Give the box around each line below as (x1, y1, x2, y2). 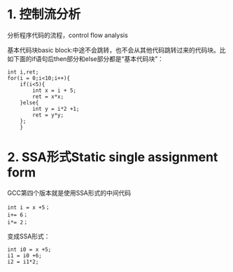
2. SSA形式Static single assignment (7, 149, 218, 165)
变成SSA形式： (7, 232, 50, 240)
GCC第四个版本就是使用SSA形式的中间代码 (7, 189, 132, 197)
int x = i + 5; (32, 87, 77, 94)
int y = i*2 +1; (32, 105, 80, 112)
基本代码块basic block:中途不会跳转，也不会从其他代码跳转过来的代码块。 (7, 46, 220, 54)
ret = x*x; (32, 93, 64, 100)
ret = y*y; (32, 111, 64, 118)
